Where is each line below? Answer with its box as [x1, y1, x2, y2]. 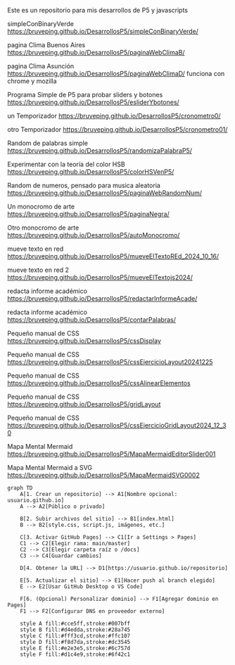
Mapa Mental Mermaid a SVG [7, 464, 93, 471]
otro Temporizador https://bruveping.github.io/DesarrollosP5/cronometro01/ [7, 125, 228, 133]
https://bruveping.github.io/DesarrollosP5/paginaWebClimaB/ [7, 49, 185, 56]
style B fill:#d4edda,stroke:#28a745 [20, 626, 131, 633]
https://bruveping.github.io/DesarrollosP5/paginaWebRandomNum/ [7, 189, 203, 197]
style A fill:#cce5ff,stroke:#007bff [20, 620, 131, 627]
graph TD [7, 485, 33, 492]
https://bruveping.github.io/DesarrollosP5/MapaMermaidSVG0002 [7, 471, 201, 479]
